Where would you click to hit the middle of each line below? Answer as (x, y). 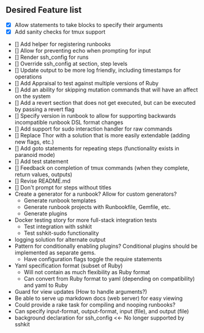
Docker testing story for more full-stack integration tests (86, 220)
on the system (32, 96)
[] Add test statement (41, 161)
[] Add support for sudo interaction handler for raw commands (93, 129)
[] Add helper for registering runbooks (62, 44)
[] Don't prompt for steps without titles (63, 187)
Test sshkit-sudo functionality (61, 233)
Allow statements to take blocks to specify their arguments (89, 25)
